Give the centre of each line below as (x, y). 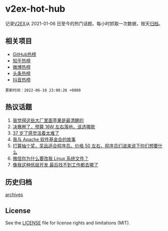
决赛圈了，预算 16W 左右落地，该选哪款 (54, 126)
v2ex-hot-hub (35, 9)
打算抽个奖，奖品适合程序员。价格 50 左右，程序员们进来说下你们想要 (85, 146)
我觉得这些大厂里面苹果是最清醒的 (48, 120)
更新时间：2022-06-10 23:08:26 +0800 (43, 90)
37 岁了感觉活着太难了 (36, 133)
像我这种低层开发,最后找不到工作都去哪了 (55, 164)
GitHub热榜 (24, 54)
